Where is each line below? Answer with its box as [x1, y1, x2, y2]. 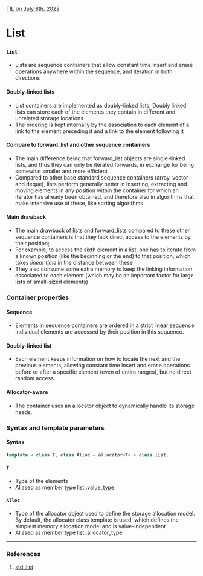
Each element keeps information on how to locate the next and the [14, 355, 181, 363]
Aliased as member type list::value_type [14, 484, 115, 491]
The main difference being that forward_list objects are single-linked [14, 154, 185, 162]
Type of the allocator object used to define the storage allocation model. [14, 510, 195, 517]
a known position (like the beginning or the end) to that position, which [14, 253, 191, 260]
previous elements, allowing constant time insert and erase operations [14, 362, 190, 369]
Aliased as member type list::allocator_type [14, 529, 123, 537]
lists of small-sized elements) [14, 278, 89, 286]
